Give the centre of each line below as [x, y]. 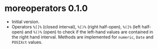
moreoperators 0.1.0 [46, 8]
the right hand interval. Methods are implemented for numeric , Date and [82, 37]
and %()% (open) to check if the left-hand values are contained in [89, 32]
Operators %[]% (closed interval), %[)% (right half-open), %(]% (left [76, 26]
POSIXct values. [27, 42]
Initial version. [25, 22]
